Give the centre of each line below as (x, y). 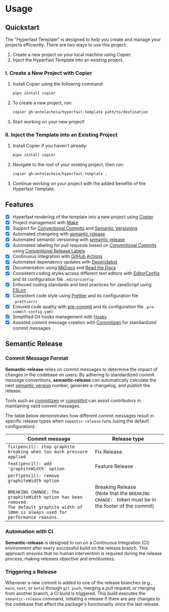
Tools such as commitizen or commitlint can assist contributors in (73, 400)
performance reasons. (33, 517)
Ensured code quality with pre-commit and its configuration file (78, 307)
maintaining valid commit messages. (43, 406)
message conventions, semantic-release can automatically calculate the (81, 380)
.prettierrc (25, 301)
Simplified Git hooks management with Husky (60, 317)
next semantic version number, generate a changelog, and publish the (78, 385)
